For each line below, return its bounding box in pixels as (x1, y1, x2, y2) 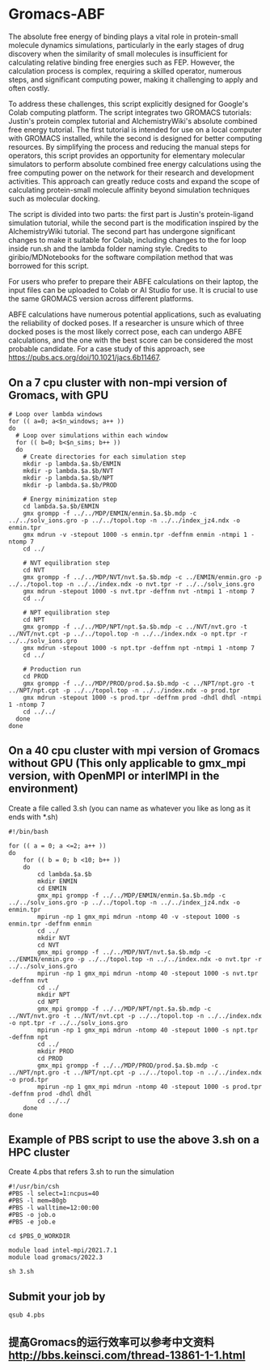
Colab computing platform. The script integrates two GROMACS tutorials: (8, 107, 252, 117)
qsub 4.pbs (8, 1311, 45, 1320)
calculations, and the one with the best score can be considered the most (8, 335, 253, 345)
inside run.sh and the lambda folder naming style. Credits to (8, 244, 208, 253)
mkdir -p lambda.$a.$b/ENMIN (23, 459, 121, 468)
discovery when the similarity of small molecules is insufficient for (8, 49, 228, 58)
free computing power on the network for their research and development (8, 168, 255, 177)
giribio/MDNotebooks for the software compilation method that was (8, 252, 234, 262)
